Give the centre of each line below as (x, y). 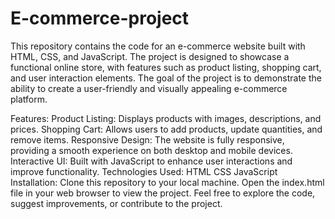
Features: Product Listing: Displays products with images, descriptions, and (166, 118)
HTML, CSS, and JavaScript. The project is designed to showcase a (150, 56)
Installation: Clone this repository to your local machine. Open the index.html (167, 182)
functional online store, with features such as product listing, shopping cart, (166, 67)
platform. (29, 99)
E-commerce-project (100, 18)
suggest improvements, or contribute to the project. (116, 203)
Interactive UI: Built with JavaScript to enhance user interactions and (151, 161)
